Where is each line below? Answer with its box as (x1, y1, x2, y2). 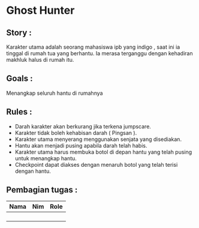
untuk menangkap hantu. (14, 154, 77, 162)
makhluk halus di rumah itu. (6, 56, 74, 63)
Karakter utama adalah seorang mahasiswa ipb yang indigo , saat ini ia (6, 43, 180, 50)
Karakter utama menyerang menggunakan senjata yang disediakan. (14, 136, 182, 143)
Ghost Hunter (6, 4, 75, 17)
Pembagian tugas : (6, 185, 78, 195)
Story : (6, 28, 32, 38)
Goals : (6, 73, 33, 84)
